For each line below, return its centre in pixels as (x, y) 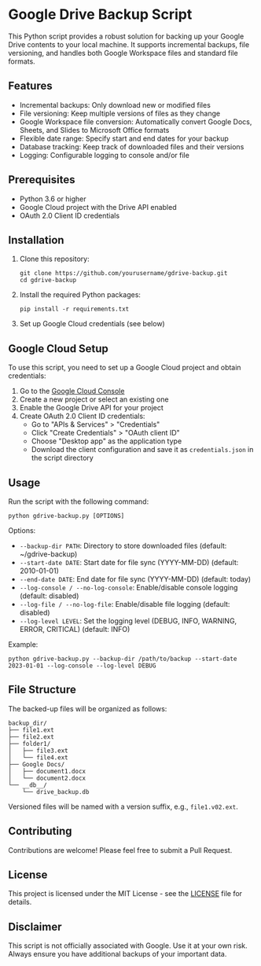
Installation (36, 240)
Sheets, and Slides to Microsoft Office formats (94, 130)
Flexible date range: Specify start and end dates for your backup (124, 138)
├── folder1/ (29, 744)
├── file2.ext (31, 736)
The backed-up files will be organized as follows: (88, 708)
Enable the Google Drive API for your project (91, 408)
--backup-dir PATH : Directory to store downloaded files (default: (123, 545)
